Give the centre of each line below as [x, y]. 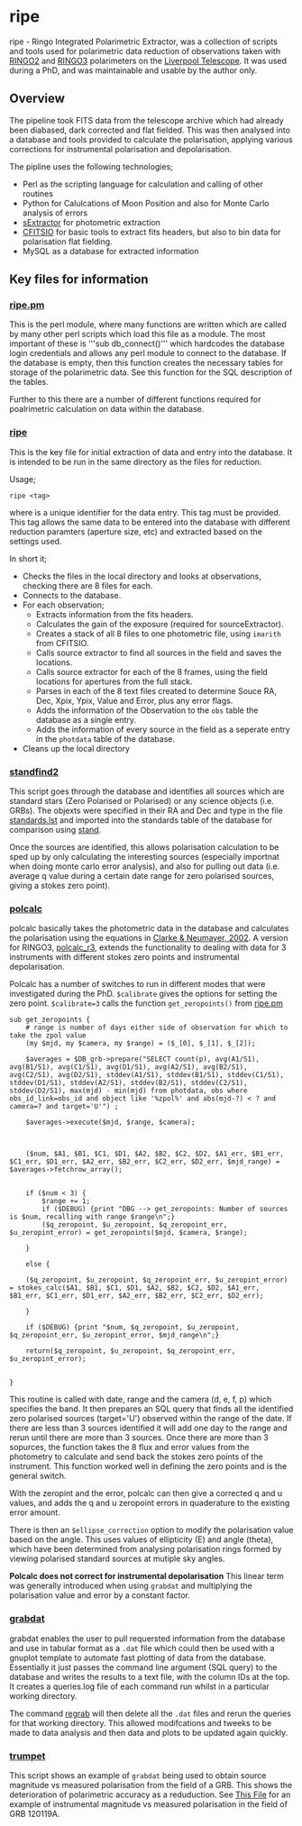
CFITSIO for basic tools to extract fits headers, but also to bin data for [151, 232]
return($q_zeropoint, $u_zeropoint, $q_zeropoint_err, [131, 1351]
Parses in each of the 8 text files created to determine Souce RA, [156, 690]
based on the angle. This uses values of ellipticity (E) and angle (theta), [142, 1539]
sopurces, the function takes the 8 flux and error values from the [129, 1447]
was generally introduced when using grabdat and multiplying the [131, 1586]
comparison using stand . [55, 830]
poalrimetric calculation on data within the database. [107, 409]
